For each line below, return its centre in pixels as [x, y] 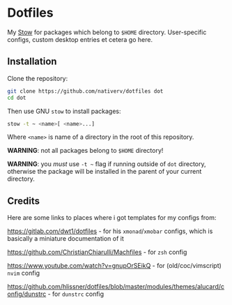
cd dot [17, 98]
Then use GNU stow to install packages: [64, 111]
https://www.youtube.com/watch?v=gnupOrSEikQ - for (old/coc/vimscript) [114, 266]
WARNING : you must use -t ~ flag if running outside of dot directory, [107, 164]
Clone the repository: [38, 78]
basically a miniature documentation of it [65, 239]
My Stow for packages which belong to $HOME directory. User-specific [107, 32]
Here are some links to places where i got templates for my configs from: [112, 218]
